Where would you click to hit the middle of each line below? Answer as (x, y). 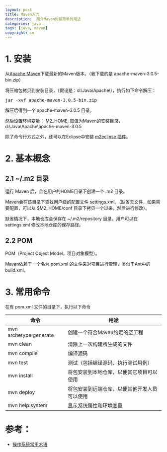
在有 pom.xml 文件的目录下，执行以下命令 (48, 306)
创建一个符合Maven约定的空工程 (106, 332)
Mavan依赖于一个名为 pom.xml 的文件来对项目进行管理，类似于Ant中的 (78, 264)
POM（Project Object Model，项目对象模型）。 (53, 253)
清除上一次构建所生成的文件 (100, 344)
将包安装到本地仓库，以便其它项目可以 (113, 372)
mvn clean (20, 344)
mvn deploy (21, 392)
